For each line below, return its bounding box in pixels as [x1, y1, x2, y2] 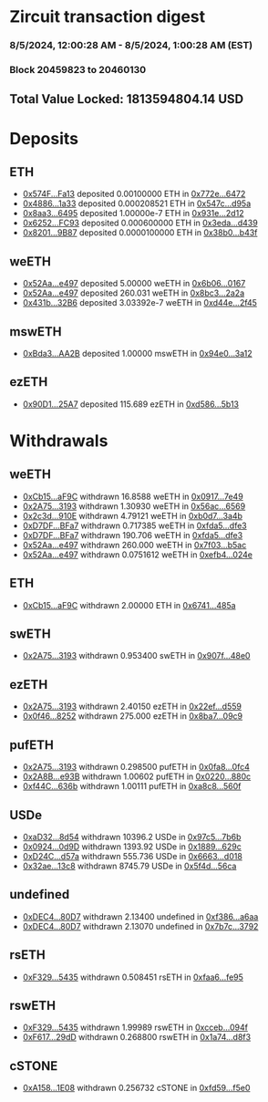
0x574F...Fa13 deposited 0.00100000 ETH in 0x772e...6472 [22, 189, 246, 200]
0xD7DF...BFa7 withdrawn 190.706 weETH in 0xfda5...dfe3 [22, 529, 243, 540]
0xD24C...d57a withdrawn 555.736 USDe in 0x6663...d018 [22, 850, 243, 861]
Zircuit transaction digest [9, 6, 206, 27]
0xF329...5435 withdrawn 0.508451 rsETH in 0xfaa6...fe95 [22, 972, 244, 982]
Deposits [9, 128, 79, 149]
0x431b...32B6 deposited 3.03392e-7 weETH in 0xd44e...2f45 [22, 297, 258, 308]
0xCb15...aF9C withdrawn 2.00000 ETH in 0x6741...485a [22, 599, 236, 610]
